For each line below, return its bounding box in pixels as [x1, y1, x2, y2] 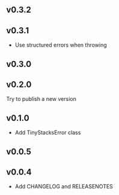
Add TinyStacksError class [14, 129, 81, 136]
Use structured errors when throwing [14, 42, 107, 49]
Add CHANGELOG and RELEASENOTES [14, 183, 113, 190]
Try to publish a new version [6, 95, 76, 103]
